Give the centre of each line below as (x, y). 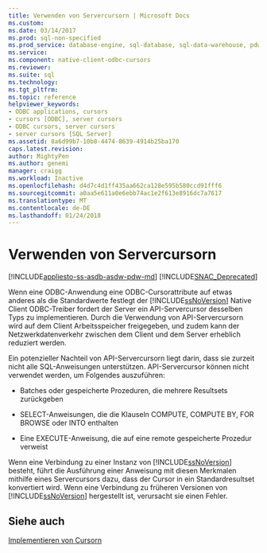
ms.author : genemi (39, 164)
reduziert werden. (37, 343)
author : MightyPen (39, 156)
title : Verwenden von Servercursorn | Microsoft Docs (99, 16)
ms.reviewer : (30, 68)
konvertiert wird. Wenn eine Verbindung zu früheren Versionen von (118, 488)
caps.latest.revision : (46, 149)
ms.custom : (26, 23)
